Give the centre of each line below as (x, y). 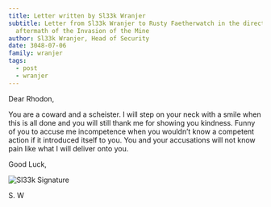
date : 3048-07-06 (38, 46)
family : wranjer (35, 53)
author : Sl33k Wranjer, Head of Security (79, 38)
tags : (17, 61)
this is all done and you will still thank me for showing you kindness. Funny (132, 122)
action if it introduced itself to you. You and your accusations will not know (132, 140)
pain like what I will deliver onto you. (69, 148)
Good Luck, (27, 164)
